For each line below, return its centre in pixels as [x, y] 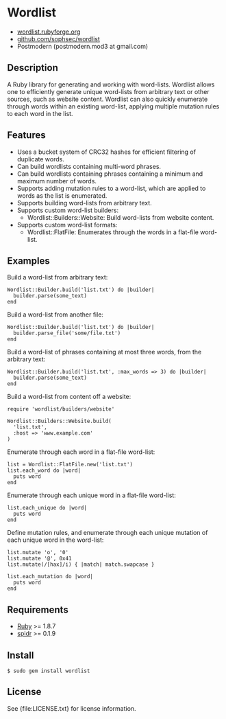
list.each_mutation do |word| [50, 577]
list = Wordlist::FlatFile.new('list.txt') [70, 465]
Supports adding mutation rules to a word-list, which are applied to [111, 188]
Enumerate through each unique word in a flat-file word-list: [91, 495]
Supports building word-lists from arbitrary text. [84, 203]
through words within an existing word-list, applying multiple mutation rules [113, 106]
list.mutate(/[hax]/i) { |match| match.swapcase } [81, 564]
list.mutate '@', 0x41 [39, 559]
